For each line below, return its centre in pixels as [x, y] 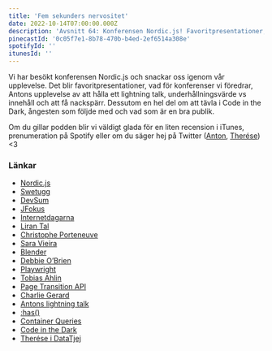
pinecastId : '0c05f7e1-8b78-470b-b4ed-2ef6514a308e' [99, 39]
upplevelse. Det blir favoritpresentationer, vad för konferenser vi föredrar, [131, 85]
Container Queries [51, 321]
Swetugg [35, 192]
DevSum [35, 201]
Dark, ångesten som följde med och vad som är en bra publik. [112, 111]
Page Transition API [53, 287]
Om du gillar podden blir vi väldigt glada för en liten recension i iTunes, [127, 127]
